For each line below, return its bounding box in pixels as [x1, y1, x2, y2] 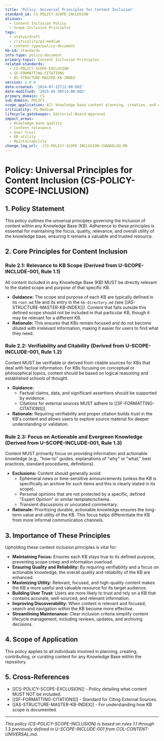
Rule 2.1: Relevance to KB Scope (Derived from [5, 262, 117, 269]
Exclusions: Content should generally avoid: [12, 470, 102, 477]
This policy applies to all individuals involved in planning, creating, [5, 648, 138, 654]
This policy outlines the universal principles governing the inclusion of [5, 218, 145, 223]
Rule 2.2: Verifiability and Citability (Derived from [5, 343, 124, 349]
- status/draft [9, 35, 41, 40]
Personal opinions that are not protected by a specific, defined [19, 491, 145, 497]
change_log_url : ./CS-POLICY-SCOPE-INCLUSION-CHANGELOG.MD [5, 144, 128, 149]
